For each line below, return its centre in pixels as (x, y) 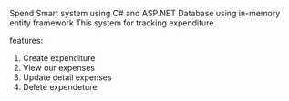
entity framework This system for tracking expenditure (112, 23)
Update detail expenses (67, 77)
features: (26, 40)
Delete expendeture (60, 87)
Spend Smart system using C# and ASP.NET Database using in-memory (145, 13)
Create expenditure (59, 58)
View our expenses (59, 68)
